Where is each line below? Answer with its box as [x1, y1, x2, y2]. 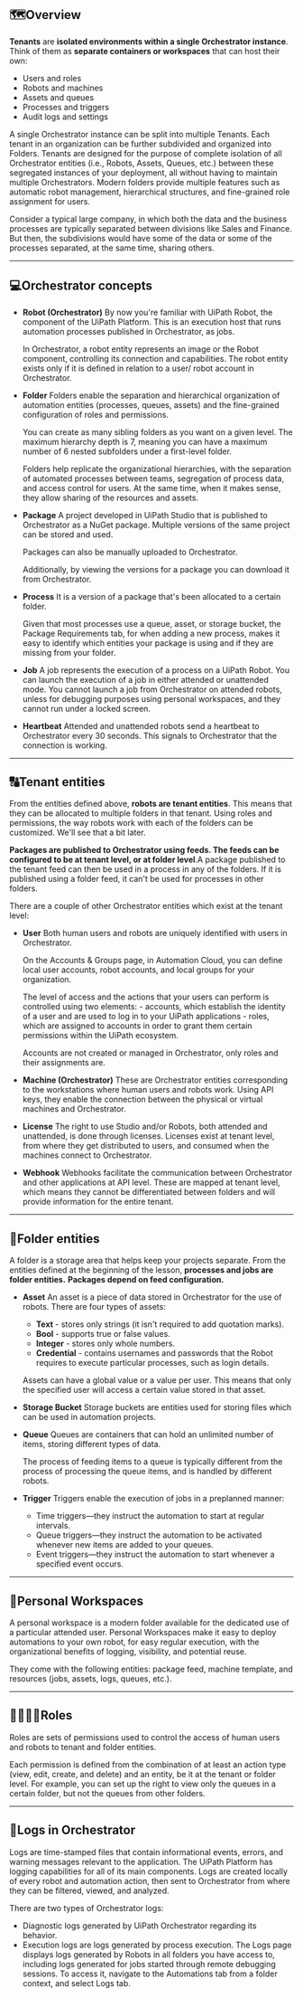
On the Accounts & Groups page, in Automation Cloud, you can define [22, 955, 283, 966]
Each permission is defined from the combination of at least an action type [9, 1758, 287, 1770]
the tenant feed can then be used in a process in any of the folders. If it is [9, 864, 282, 875]
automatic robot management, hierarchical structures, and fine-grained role [9, 186, 290, 197]
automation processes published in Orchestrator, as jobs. [22, 326, 235, 336]
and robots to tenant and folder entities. [9, 1741, 157, 1752]
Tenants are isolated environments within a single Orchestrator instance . [9, 35, 289, 47]
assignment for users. [9, 195, 91, 206]
